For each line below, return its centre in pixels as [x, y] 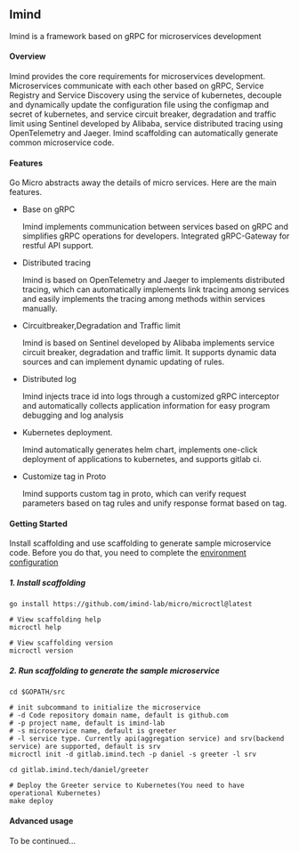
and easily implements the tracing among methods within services [143, 299]
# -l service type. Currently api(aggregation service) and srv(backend [147, 739]
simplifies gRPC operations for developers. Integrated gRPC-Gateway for [156, 236]
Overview [28, 56]
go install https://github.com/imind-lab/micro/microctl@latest [131, 605]
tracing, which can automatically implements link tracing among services [155, 289]
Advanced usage [41, 821]
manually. [40, 309]
